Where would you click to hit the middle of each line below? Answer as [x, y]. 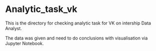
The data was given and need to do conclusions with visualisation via [76, 38]
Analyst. [14, 28]
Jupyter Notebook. [24, 43]
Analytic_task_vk [41, 9]
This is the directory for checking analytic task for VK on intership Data [78, 23]
